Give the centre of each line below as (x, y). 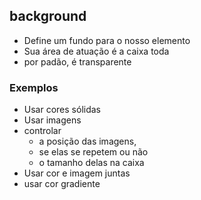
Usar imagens (52, 120)
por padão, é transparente (77, 61)
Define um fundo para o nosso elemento (107, 40)
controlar (42, 131)
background (48, 16)
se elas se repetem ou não (93, 152)
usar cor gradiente (62, 184)
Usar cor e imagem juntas (77, 173)
